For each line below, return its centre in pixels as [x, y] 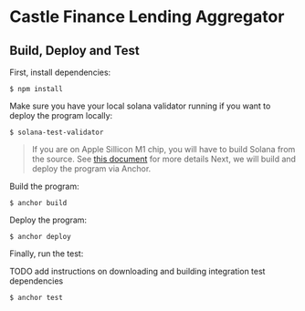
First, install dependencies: [60, 72]
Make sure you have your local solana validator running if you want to [140, 106]
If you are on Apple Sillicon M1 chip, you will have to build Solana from [163, 149]
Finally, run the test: [47, 254]
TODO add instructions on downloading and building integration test [137, 271]
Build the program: [44, 186]
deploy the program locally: [61, 115]
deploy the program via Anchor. [91, 169]
